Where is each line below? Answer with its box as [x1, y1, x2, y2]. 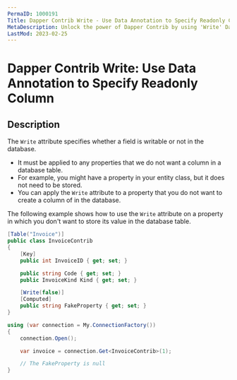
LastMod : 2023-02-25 [7, 30, 68, 37]
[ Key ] [20, 250, 37, 258]
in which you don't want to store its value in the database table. [7, 217, 192, 226]
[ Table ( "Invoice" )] [7, 231, 65, 238]
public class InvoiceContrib [7, 237, 93, 244]
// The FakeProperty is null [20, 360, 106, 367]
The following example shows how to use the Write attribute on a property [7, 210, 224, 218]
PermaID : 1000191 [7, 10, 59, 18]
